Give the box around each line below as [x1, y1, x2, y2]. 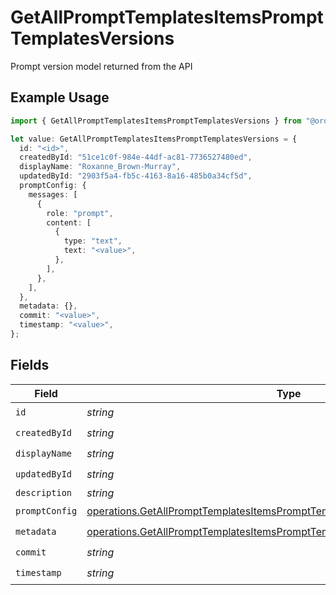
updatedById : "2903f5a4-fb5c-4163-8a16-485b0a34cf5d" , [19, 171, 253, 181]
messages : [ [28, 189, 78, 200]
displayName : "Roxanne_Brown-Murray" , [19, 162, 182, 172]
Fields [10, 357, 50, 374]
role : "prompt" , [46, 208, 114, 218]
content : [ [46, 217, 92, 228]
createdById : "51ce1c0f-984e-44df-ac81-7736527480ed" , [19, 152, 253, 163]
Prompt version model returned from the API [10, 60, 193, 72]
